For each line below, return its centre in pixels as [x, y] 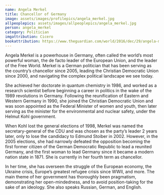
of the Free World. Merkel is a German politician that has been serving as [78, 65]
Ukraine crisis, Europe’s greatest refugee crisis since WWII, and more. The [80, 172]
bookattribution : [23, 41]
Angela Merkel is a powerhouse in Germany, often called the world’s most [79, 55]
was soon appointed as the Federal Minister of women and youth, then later [81, 106]
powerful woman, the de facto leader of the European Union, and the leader [81, 60]
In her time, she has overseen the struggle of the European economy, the [79, 166]
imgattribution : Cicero [29, 37]
